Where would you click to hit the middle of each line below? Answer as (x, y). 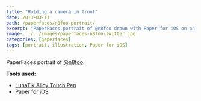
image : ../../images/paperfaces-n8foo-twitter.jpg (71, 34)
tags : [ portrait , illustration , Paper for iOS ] (67, 45)
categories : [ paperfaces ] (39, 39)
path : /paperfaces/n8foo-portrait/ (51, 23)
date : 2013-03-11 (28, 17)
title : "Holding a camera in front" (52, 12)
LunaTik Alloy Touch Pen (45, 85)
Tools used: (21, 74)
